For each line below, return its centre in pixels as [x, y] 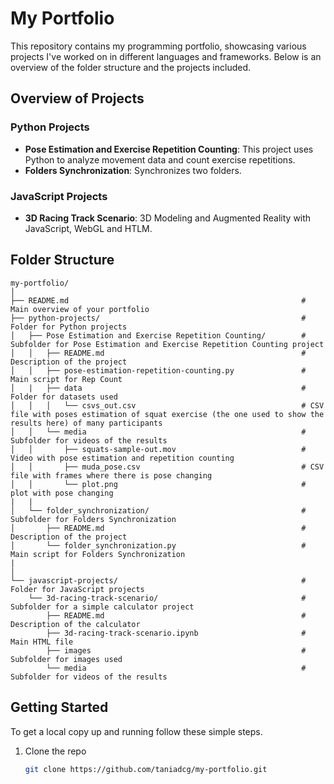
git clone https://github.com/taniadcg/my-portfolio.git [146, 769]
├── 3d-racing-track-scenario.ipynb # [176, 633]
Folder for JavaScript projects [77, 589]
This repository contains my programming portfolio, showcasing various [158, 46]
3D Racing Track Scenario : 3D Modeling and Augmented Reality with [168, 218]
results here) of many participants [86, 423]
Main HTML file [42, 642]
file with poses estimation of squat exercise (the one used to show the [167, 414]
